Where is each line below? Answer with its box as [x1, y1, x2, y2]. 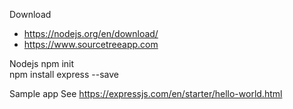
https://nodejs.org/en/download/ [23, 28, 159, 39]
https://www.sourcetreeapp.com [23, 39, 159, 50]
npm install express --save [9, 69, 119, 80]
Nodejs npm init [9, 58, 75, 69]
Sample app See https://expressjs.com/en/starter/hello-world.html [9, 88, 283, 99]
